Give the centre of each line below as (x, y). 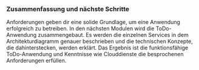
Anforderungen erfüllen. (36, 61)
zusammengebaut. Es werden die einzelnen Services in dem (113, 35)
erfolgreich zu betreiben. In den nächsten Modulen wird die (80, 28)
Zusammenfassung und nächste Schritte (68, 9)
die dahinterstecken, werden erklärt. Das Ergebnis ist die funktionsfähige (97, 48)
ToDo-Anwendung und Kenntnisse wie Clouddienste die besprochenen (95, 54)
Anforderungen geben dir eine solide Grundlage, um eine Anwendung (93, 22)
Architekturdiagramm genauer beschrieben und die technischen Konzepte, (99, 42)
